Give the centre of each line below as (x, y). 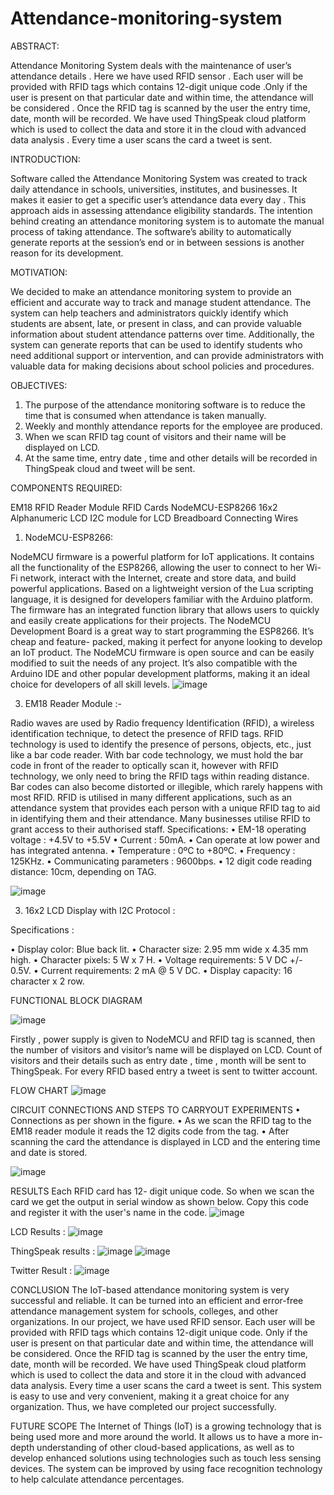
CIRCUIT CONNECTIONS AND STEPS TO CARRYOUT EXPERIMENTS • (155, 1109)
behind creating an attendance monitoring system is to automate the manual (167, 221)
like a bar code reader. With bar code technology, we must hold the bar (157, 754)
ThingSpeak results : (53, 1251)
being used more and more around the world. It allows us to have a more (160, 1436)
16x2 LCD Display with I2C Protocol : (100, 910)
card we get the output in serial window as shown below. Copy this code (159, 1201)
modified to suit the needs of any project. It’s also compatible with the (154, 663)
